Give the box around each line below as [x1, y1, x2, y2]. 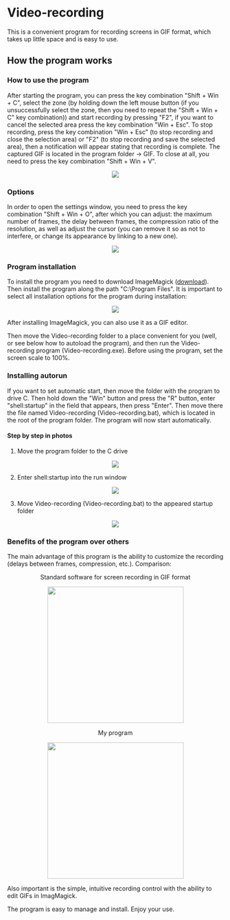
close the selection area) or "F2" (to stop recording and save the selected [7, 135, 216, 143]
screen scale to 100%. [7, 354, 70, 362]
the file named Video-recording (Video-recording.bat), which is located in [7, 408, 216, 417]
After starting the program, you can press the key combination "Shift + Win [7, 91, 219, 99]
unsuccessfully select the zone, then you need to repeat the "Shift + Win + [7, 105, 218, 114]
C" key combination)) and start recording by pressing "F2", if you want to [7, 113, 214, 121]
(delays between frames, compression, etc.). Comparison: [7, 559, 172, 568]
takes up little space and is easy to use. [7, 34, 119, 43]
